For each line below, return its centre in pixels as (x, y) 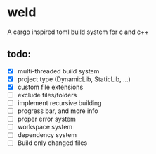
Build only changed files (52, 143)
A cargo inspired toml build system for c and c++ (78, 32)
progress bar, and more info (58, 111)
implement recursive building (59, 103)
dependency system (47, 135)
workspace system (45, 127)
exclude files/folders (47, 95)
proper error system (46, 119)
